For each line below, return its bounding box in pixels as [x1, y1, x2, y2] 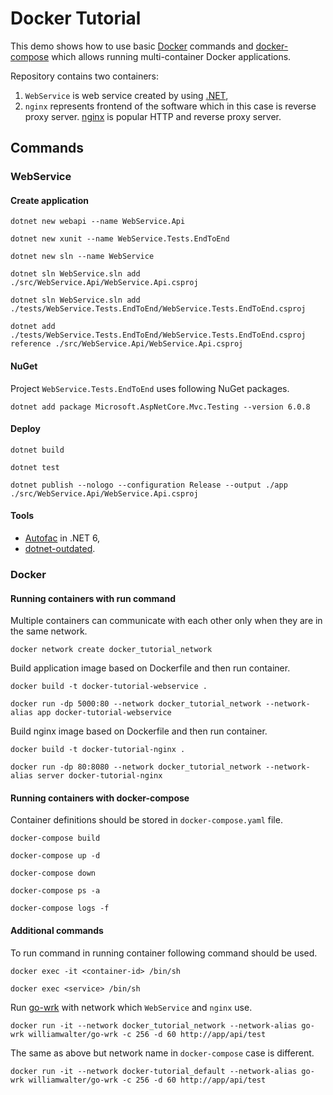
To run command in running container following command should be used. [10, 947, 318, 959]
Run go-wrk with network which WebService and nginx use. [10, 1001, 253, 1013]
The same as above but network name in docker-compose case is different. [10, 1047, 315, 1059]
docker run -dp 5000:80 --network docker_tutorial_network [10, 699, 262, 709]
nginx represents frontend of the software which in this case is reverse [24, 100, 317, 112]
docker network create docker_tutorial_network [10, 645, 213, 655]
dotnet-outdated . [24, 543, 96, 555]
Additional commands [10, 924, 104, 936]
